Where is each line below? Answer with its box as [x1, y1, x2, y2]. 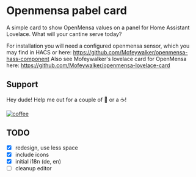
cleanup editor [15, 164, 52, 172]
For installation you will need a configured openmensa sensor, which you [6, 42, 190, 49]
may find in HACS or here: [6, 48, 72, 56]
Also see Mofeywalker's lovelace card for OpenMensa [51, 55, 187, 62]
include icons [15, 151, 49, 158]
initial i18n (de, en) [15, 157, 62, 165]
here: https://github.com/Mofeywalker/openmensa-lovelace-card [6, 62, 170, 69]
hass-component [6, 55, 50, 62]
